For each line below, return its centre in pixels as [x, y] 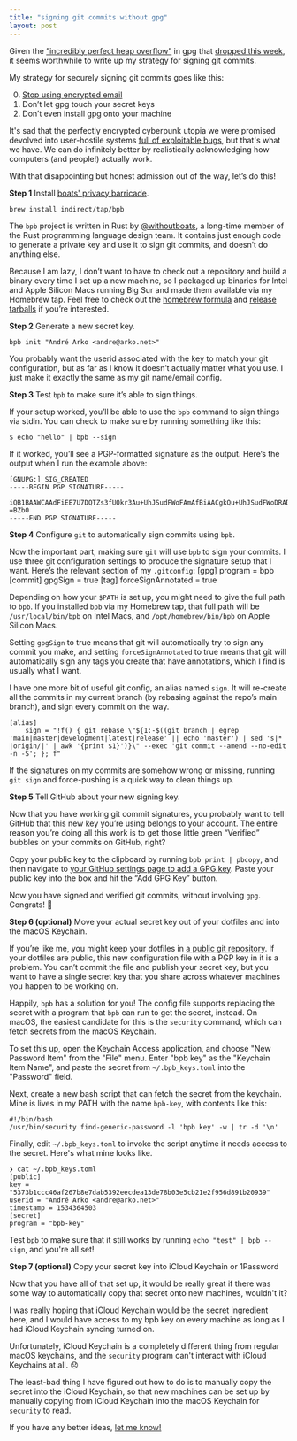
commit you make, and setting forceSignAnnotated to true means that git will [148, 651]
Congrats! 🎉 [31, 905]
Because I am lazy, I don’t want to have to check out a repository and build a [148, 271]
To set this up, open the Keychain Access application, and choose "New [140, 1048]
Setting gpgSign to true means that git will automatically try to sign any [137, 642]
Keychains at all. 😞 [44, 1365]
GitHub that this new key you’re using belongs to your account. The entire [144, 823]
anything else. [35, 254]
